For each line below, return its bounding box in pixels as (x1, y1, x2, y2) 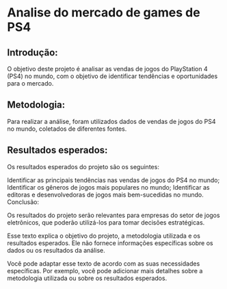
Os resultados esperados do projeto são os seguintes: (7, 162, 159, 171)
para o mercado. (7, 79, 54, 87)
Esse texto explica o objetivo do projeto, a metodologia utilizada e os (7, 231, 200, 240)
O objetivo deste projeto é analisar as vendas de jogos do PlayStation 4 (7, 65, 209, 73)
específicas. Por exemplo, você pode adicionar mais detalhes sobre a (7, 266, 203, 275)
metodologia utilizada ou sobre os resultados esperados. (7, 274, 168, 282)
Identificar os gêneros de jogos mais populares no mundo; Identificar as (7, 183, 210, 191)
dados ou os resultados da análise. (7, 246, 106, 254)
